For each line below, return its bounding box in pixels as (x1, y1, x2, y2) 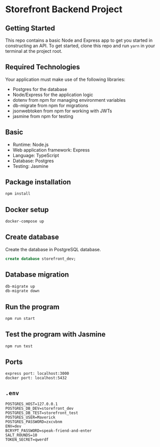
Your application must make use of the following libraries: (5, 76, 125, 82)
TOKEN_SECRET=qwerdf (5, 437, 49, 442)
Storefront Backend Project (5, 4, 123, 15)
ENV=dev (5, 424, 22, 429)
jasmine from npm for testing (12, 113, 74, 119)
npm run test (5, 343, 33, 349)
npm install (5, 191, 30, 196)
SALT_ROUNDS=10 (5, 433, 38, 438)
